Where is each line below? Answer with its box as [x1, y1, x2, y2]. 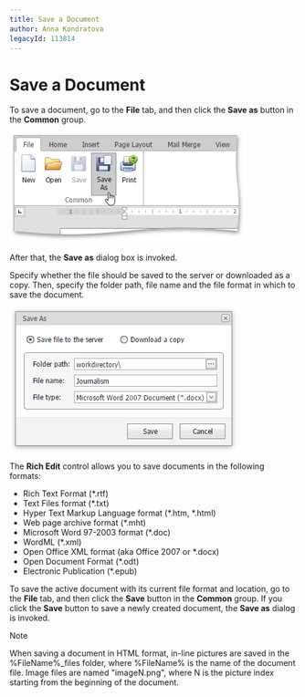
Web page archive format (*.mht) [22, 517, 146, 528]
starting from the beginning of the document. [9, 677, 180, 688]
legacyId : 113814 [9, 34, 76, 43]
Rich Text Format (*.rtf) [22, 488, 110, 499]
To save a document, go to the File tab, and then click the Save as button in [9, 105, 294, 116]
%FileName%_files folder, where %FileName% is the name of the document [9, 658, 296, 669]
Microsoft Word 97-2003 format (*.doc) [22, 527, 171, 538]
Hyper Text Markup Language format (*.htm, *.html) [22, 507, 216, 519]
